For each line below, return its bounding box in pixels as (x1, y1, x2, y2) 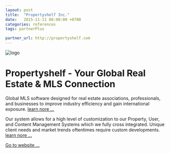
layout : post (5, 7, 33, 13)
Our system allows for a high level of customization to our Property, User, (5, 116, 160, 122)
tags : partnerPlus (5, 27, 45, 32)
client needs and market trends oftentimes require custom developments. (5, 126, 160, 133)
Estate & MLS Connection (5, 79, 116, 90)
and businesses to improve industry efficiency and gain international (5, 100, 150, 107)
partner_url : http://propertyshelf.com (5, 36, 91, 41)
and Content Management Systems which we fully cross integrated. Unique (5, 121, 165, 127)
